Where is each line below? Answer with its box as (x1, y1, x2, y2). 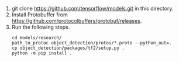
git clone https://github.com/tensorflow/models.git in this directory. (11, 5, 174, 12)
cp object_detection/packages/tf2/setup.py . (11, 45, 125, 51)
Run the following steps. (11, 23, 70, 30)
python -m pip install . (11, 50, 73, 56)
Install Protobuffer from (11, 11, 68, 18)
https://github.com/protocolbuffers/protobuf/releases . (11, 18, 142, 24)
